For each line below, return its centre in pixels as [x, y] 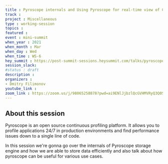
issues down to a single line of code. [43, 136]
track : [13, 14]
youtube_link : [21, 88]
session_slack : [21, 65]
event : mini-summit [27, 38]
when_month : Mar [23, 47]
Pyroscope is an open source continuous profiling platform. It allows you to [82, 126]
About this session [35, 113]
